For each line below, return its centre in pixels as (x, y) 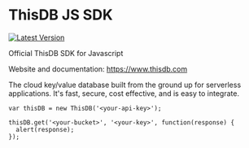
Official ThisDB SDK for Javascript (66, 53)
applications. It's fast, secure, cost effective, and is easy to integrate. (124, 93)
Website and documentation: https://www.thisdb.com (98, 69)
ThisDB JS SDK (61, 15)
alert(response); (45, 129)
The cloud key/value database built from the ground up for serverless (125, 85)
